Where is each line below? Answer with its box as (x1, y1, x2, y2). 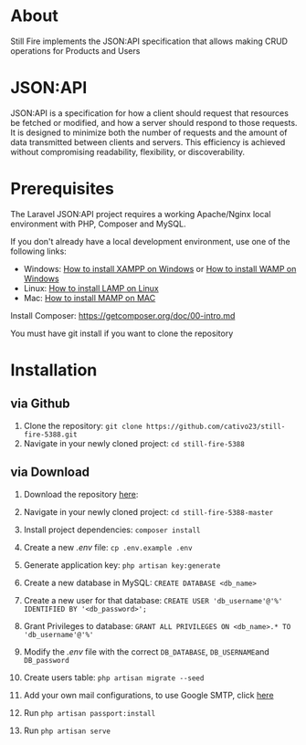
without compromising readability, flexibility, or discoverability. (10, 146, 246, 157)
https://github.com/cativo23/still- (145, 422, 286, 431)
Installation (10, 360, 98, 380)
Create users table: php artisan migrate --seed (23, 672, 205, 683)
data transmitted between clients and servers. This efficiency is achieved (10, 136, 286, 147)
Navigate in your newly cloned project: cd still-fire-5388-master (23, 506, 274, 517)
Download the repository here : (23, 488, 139, 499)
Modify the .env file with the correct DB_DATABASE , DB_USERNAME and (23, 645, 270, 657)
